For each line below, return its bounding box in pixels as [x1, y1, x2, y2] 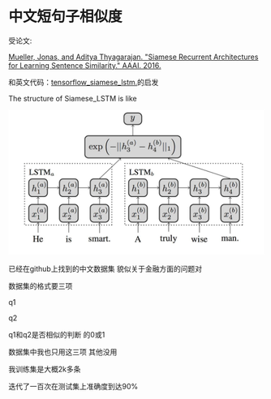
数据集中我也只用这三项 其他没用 [8, 347, 118, 357]
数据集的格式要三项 [8, 281, 73, 291]
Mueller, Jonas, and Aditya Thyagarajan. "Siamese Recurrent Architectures [8, 52, 259, 62]
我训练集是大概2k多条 [8, 364, 81, 374]
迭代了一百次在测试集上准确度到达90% [8, 382, 139, 392]
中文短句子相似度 [8, 7, 123, 26]
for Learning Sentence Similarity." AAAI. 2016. [8, 60, 161, 70]
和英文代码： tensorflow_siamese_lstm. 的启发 [8, 77, 159, 87]
